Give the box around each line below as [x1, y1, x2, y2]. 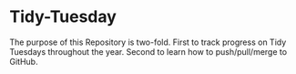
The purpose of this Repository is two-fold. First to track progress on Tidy [9, 37, 287, 48]
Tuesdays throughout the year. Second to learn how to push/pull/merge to [9, 46, 288, 57]
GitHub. [9, 56, 38, 67]
